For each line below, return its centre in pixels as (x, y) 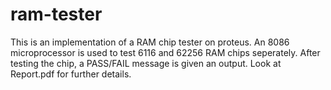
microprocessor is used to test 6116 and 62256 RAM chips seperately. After (165, 52)
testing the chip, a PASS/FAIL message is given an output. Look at (146, 63)
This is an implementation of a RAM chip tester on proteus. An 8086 (150, 42)
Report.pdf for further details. (71, 74)
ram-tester (56, 14)
